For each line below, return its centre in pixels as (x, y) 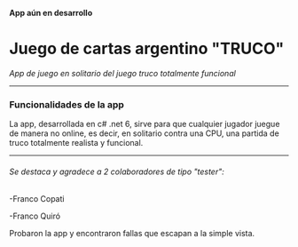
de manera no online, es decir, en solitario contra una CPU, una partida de (144, 133)
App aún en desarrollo (51, 13)
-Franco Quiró (35, 216)
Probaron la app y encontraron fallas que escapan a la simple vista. (132, 234)
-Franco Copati (37, 199)
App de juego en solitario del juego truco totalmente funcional (123, 73)
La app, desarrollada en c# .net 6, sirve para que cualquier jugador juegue (145, 124)
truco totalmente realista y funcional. (76, 143)
